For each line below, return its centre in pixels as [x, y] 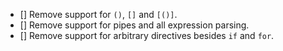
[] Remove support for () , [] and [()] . [98, 14]
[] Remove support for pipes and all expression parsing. [134, 25]
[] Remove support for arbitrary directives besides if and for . [147, 35]
